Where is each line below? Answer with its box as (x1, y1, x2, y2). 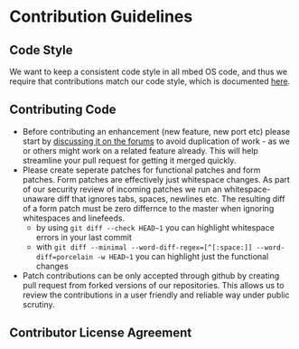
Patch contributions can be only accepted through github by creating (22, 269, 280, 281)
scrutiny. (22, 298, 56, 309)
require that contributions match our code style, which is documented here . (9, 76, 291, 87)
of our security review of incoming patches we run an (22, 184, 222, 194)
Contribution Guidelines (9, 6, 193, 27)
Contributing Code (9, 102, 117, 118)
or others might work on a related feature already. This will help (22, 145, 259, 156)
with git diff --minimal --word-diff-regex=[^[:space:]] (35, 241, 253, 252)
